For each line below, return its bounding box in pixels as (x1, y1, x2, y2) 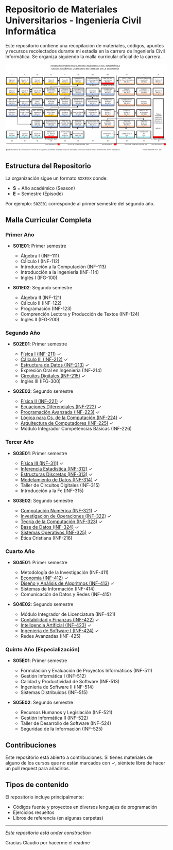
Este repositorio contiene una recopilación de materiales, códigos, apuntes (5, 42, 164, 48)
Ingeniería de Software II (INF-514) (20, 684, 94, 690)
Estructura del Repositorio (5, 162, 91, 170)
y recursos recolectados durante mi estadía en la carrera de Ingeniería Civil (5, 48, 165, 54)
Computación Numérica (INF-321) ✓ (20, 507, 98, 513)
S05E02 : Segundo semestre (12, 699, 74, 706)
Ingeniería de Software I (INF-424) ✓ (20, 628, 99, 634)
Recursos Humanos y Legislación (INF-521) (20, 709, 113, 716)
